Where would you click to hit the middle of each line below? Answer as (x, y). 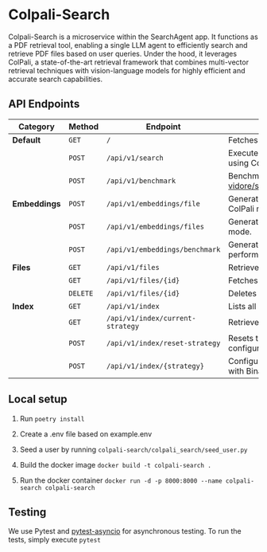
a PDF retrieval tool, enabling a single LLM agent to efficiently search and (128, 45)
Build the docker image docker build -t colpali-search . (116, 464)
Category (37, 127)
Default (27, 139)
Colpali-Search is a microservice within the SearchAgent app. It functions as (133, 37)
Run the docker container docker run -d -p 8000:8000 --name (121, 480)
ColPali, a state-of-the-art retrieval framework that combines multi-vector (128, 62)
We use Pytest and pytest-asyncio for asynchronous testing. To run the (125, 531)
